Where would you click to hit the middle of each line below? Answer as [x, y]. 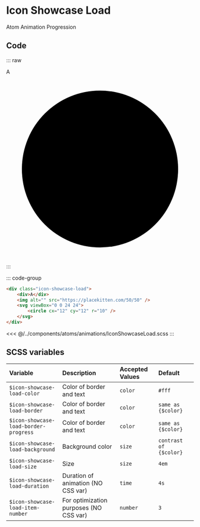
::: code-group [24, 278]
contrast [171, 440]
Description [79, 373]
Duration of [78, 476]
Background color [87, 446]
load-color [24, 393]
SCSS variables [35, 352]
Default [169, 373]
